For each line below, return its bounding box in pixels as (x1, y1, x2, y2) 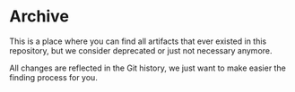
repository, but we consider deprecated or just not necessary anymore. (9, 45, 273, 55)
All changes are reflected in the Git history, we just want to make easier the (9, 63, 287, 73)
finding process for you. (9, 71, 99, 82)
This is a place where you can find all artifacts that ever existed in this (9, 36, 267, 46)
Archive (9, 6, 70, 27)
